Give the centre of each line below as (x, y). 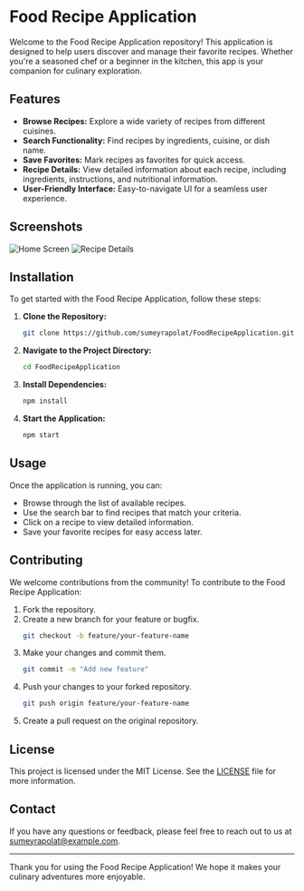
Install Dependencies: (64, 385)
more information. (43, 780)
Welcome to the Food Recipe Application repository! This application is (141, 42)
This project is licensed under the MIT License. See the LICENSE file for (143, 771)
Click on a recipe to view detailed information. (108, 522)
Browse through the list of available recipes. (104, 503)
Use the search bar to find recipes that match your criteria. (132, 512)
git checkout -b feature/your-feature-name (106, 636)
